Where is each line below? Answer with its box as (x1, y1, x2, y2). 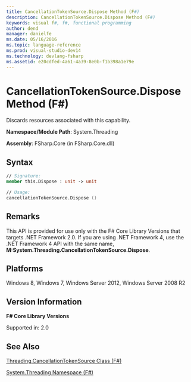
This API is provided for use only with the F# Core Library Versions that (6, 227, 180, 235)
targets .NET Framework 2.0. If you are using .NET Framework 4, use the (6, 233, 184, 241)
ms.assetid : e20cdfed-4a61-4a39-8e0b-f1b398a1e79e (6, 58, 134, 64)
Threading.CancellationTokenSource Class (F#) (6, 358, 122, 364)
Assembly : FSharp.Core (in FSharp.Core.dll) (6, 140, 115, 147)
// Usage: (6, 189, 31, 195)
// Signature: (6, 173, 42, 179)
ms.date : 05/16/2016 (6, 36, 58, 42)
